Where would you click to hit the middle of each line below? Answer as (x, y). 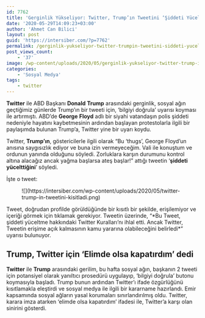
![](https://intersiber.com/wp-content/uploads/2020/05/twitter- (101, 191)
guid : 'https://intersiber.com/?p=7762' (59, 40)
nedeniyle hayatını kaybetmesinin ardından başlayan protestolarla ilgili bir (98, 123)
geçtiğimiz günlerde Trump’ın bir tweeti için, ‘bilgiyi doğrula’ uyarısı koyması (101, 110)
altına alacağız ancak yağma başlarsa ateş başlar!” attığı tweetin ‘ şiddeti (97, 161)
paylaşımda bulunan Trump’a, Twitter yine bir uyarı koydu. (79, 129)
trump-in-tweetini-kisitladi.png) (61, 197)
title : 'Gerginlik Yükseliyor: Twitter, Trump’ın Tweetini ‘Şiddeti (95, 18)
